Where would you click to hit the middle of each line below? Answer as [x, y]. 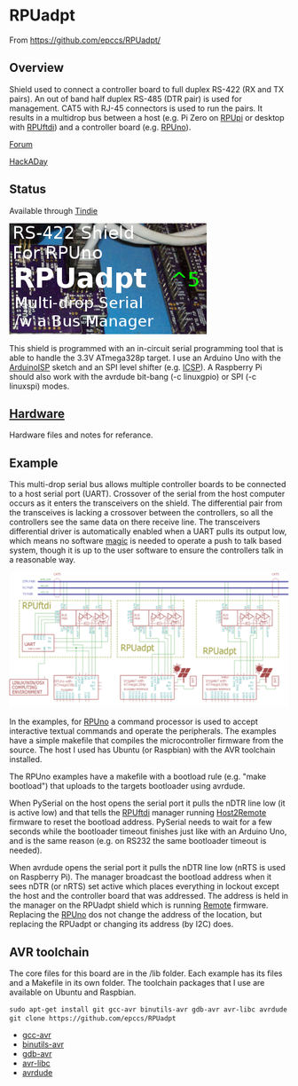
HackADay [29, 161]
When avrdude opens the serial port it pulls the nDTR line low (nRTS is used [148, 868]
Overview [37, 68]
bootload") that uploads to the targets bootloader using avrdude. [127, 786]
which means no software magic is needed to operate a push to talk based [145, 541]
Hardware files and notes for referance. [81, 435]
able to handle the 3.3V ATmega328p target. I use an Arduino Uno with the [145, 358]
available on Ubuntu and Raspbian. [73, 992]
